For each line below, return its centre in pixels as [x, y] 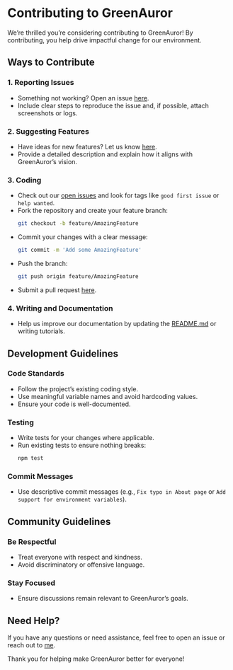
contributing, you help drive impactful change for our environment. [104, 40]
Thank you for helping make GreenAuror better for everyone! [96, 659]
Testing [21, 422]
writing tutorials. [41, 331]
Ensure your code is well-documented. [74, 404]
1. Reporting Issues [41, 83]
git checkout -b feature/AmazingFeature [78, 224]
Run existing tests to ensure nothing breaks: [82, 445]
